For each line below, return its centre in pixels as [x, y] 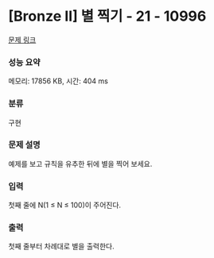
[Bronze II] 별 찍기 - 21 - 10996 [107, 16]
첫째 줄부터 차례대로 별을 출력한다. [61, 246]
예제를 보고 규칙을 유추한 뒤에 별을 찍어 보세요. [80, 164]
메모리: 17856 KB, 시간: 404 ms [58, 81]
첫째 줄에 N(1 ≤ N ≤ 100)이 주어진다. [65, 205]
